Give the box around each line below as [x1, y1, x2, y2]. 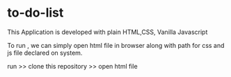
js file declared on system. [7, 49, 83, 57]
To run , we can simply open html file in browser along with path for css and [7, 41, 225, 49]
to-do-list [7, 5, 64, 21]
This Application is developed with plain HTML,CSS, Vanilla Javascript [7, 28, 208, 36]
